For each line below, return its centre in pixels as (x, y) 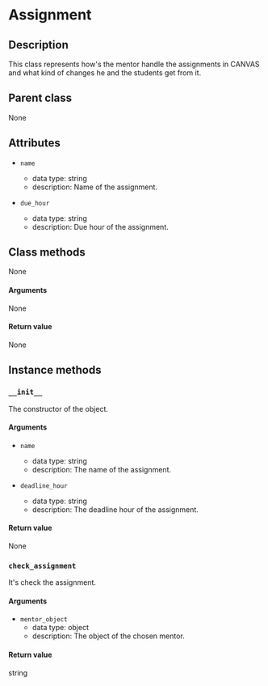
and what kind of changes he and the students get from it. (105, 73)
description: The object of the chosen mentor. (109, 636)
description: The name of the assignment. (102, 469)
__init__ (25, 392)
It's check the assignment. (52, 582)
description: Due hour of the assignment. (100, 227)
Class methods (47, 252)
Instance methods (55, 370)
